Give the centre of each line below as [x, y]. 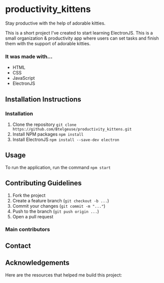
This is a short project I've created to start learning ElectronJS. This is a [79, 33]
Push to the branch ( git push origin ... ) [56, 211]
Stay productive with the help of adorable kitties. [55, 23]
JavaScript [24, 78]
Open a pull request [33, 216]
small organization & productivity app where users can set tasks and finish [82, 38]
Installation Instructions [43, 99]
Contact [18, 246]
